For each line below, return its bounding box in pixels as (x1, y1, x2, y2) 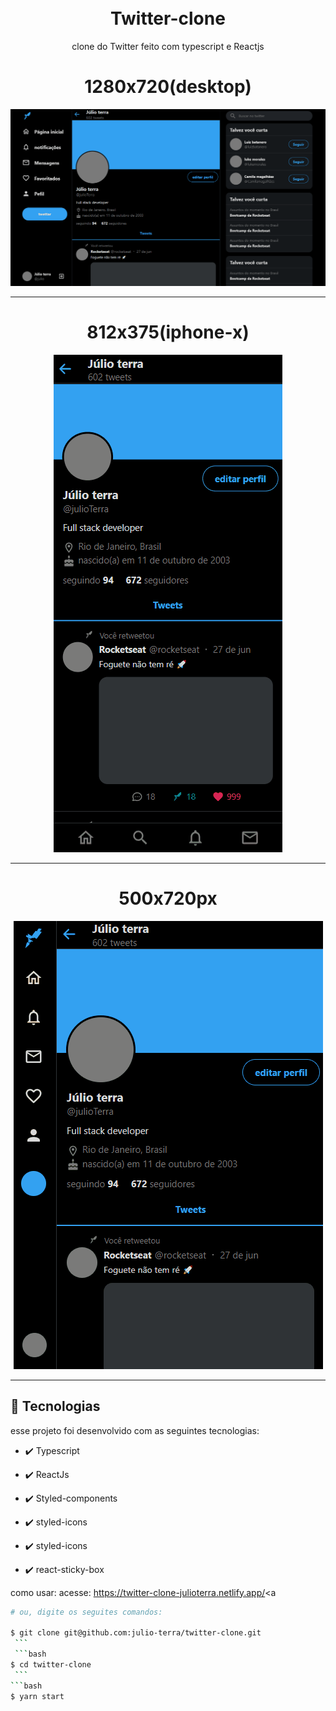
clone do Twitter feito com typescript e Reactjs (71, 40, 265, 52)
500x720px (118, 887, 218, 910)
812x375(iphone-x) (86, 321, 250, 344)
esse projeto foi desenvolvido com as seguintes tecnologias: (10, 1424, 260, 1436)
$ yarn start (10, 1691, 65, 1701)
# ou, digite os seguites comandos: (10, 1607, 163, 1617)
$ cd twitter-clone (10, 1659, 92, 1670)
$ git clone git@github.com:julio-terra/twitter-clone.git (10, 1628, 262, 1638)
